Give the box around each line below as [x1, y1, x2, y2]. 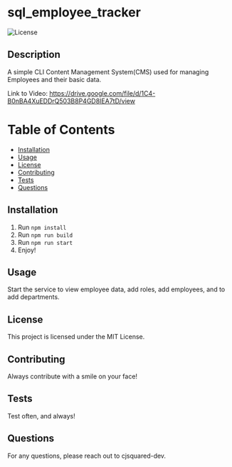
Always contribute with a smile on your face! [7, 372, 137, 381]
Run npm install [17, 223, 67, 231]
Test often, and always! [7, 411, 76, 420]
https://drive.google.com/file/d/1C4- [49, 89, 156, 97]
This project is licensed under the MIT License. [7, 333, 145, 341]
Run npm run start [17, 238, 73, 246]
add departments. [7, 293, 60, 301]
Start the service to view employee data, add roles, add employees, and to [7, 285, 226, 293]
